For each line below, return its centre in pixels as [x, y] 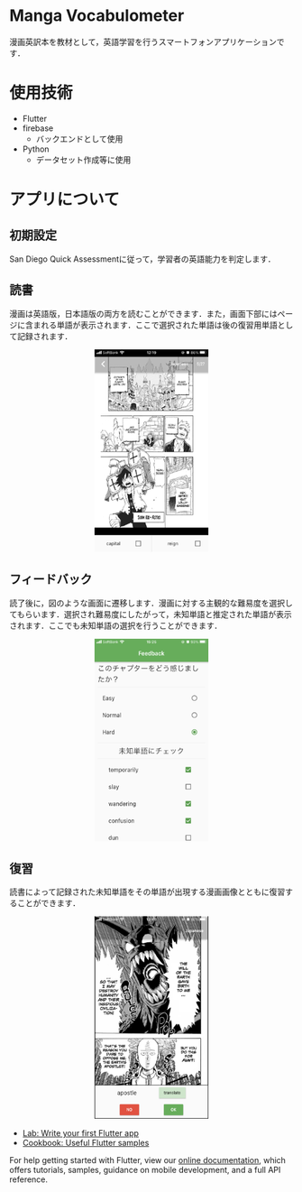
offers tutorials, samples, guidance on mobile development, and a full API [145, 1170]
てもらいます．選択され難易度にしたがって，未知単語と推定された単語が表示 [151, 614]
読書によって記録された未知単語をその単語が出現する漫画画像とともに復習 [147, 892]
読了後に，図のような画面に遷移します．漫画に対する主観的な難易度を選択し [151, 603]
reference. [28, 1179]
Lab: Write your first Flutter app [81, 1133]
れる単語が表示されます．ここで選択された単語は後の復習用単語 [159, 325]
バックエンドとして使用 [79, 139]
